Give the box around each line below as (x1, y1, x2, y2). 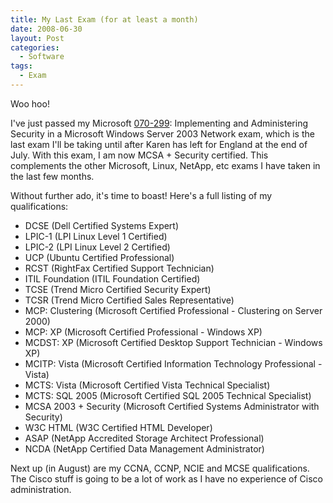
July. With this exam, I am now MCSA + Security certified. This (10, 149, 269, 161)
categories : (10, 42, 60, 53)
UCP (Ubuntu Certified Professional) (24, 251, 175, 263)
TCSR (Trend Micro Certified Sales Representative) (24, 294, 235, 306)
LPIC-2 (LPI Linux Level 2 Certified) (24, 241, 171, 253)
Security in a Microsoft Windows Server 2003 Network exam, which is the (10, 127, 315, 140)
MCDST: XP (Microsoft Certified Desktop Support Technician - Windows (24, 336, 323, 348)
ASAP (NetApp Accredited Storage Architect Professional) (24, 432, 265, 444)
